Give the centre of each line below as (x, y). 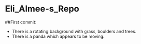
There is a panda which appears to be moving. (58, 36)
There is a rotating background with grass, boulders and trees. (74, 31)
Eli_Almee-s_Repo (42, 9)
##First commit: (21, 22)
